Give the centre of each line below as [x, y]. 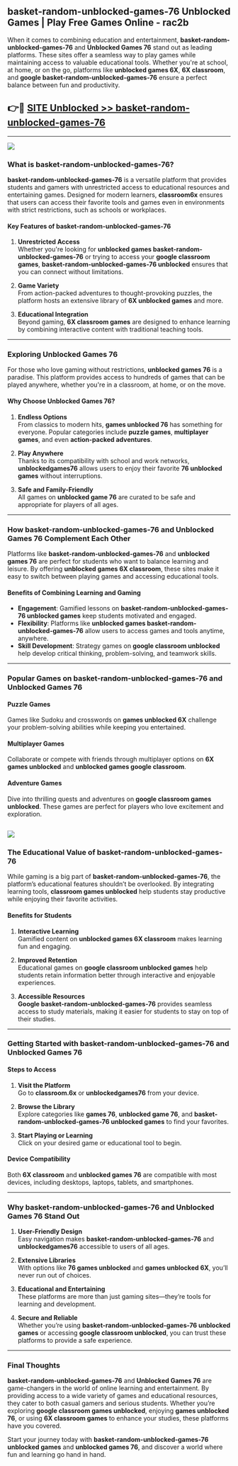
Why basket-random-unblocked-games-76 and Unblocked [111, 1207]
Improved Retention [47, 960]
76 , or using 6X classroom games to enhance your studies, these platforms [118, 1419]
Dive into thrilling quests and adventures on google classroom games [109, 799]
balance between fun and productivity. [64, 85]
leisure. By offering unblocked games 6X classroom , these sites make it [113, 569]
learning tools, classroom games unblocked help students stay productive [117, 892]
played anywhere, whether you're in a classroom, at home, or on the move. [117, 385]
